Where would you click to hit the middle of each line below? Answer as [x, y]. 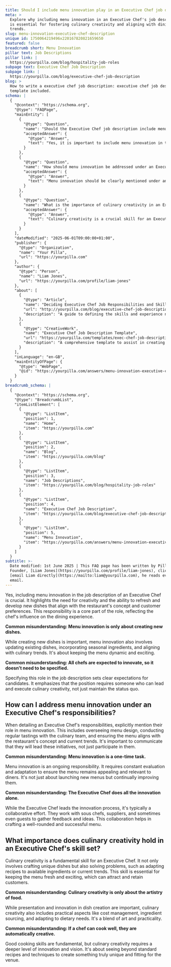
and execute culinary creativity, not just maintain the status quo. [72, 688]
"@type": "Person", [39, 271]
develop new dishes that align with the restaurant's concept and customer [83, 606]
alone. [12, 798]
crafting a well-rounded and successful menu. [54, 824]
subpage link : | [22, 72]
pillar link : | [21, 57]
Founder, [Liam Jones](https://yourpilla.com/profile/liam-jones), [83, 571]
